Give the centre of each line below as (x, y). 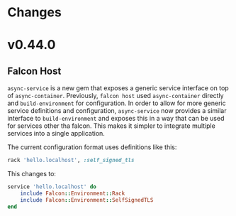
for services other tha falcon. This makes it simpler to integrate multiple (112, 126)
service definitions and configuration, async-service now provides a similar (117, 111)
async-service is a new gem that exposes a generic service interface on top (118, 88)
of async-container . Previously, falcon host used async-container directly (116, 96)
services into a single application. (56, 134)
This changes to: (32, 174)
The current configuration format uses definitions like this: (92, 147)
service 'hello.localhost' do (52, 187)
